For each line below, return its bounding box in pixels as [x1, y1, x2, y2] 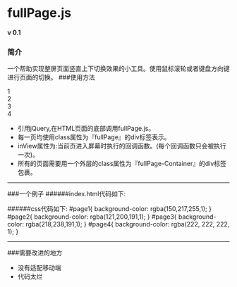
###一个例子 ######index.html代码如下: [7, 190, 126, 198]
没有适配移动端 [17, 264, 61, 272]
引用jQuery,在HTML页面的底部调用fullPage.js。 [17, 125, 155, 133]
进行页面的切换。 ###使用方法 [7, 73, 95, 82]
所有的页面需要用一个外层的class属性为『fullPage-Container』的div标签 [17, 160, 227, 168]
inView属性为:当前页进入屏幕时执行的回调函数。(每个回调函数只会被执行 [17, 142, 227, 151]
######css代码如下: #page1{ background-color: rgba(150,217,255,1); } [7, 205, 212, 213]
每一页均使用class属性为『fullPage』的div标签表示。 [17, 133, 171, 141]
